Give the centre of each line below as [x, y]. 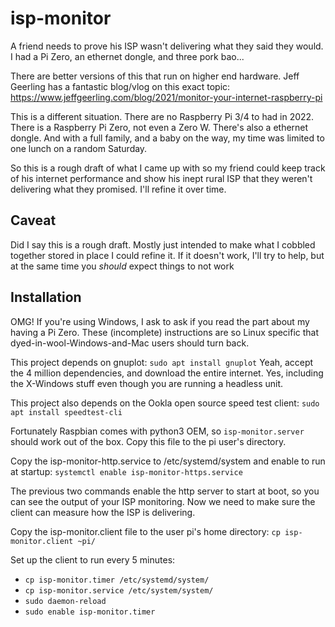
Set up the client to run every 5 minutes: [93, 559]
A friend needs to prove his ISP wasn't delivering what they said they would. [167, 46]
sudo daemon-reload [65, 601]
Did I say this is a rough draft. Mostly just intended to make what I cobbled [163, 244]
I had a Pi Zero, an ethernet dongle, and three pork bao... [127, 56]
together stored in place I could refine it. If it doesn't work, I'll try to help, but [167, 255]
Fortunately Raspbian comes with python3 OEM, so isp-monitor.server [157, 431]
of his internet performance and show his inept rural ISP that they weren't [161, 178]
